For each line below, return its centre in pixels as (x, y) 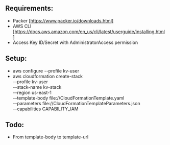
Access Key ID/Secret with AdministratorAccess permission (75, 42)
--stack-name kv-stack (37, 87)
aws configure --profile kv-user (46, 70)
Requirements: (29, 8)
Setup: (16, 58)
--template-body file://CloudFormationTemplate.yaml (68, 98)
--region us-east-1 (32, 92)
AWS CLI (22, 26)
